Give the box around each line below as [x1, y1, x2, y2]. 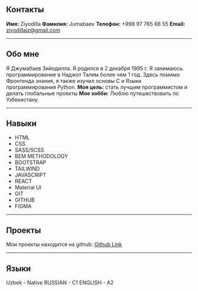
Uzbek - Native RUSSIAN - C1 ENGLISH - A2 [6, 279, 114, 286]
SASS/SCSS [14, 146, 44, 153]
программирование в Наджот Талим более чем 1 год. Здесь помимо [6, 71, 180, 78]
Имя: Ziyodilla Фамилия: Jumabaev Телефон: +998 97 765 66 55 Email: [6, 20, 186, 27]
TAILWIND [14, 165, 40, 172]
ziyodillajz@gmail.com [6, 26, 61, 34]
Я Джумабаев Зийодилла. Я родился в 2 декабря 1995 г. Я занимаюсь [6, 65, 183, 72]
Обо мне [6, 49, 39, 59]
